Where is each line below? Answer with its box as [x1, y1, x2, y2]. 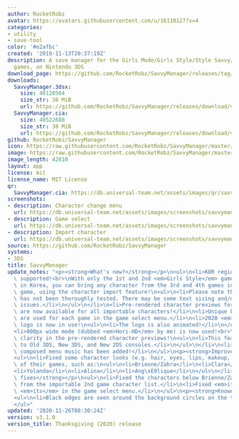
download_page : [7, 70, 53, 77]
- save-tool [7, 37, 43, 44]
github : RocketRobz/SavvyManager [7, 136, 107, 143]
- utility [7, 30, 37, 38]
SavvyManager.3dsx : [14, 83, 72, 90]
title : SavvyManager [7, 262, 69, 269]
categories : [7, 23, 43, 31]
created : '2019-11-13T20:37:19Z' [7, 51, 107, 58]
